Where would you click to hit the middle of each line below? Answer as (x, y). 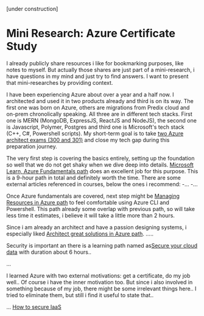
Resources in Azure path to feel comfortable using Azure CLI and (88, 202)
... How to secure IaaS (34, 307)
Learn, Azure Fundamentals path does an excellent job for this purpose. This (102, 171)
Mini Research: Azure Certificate (91, 34)
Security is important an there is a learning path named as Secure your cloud (102, 245)
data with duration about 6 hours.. (49, 252)
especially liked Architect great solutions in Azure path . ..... (80, 234)
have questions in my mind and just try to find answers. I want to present (97, 76)
